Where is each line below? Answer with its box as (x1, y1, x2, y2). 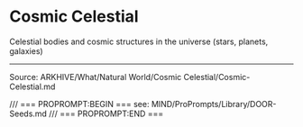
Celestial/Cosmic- (183, 71, 251, 82)
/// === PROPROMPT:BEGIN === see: (9, 98, 150, 109)
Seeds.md (9, 108, 48, 119)
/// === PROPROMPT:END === (49, 108, 164, 119)
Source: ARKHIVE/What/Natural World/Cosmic (9, 71, 182, 82)
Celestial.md (9, 81, 56, 92)
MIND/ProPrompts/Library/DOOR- (151, 98, 277, 109)
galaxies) (9, 45, 43, 56)
